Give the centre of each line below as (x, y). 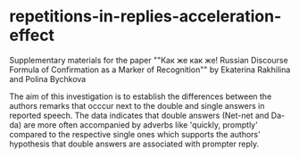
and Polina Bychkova (48, 79)
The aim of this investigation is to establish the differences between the (141, 96)
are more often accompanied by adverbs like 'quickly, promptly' (141, 125)
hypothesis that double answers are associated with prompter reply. (134, 144)
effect (32, 35)
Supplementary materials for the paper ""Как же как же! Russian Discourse (149, 60)
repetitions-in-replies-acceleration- (145, 17)
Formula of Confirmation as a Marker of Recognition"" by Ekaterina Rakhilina (150, 70)
